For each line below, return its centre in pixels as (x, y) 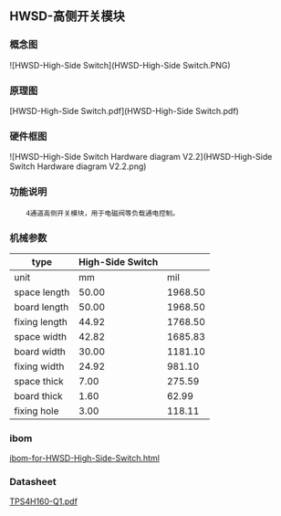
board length (42, 307)
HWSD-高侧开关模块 (68, 16)
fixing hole (36, 411)
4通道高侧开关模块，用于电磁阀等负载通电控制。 (103, 213)
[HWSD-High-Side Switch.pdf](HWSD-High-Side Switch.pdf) (124, 111)
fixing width (39, 366)
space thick (39, 381)
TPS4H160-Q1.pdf (43, 501)
